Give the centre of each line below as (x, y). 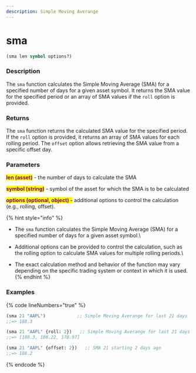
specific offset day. (29, 150)
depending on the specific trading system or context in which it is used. (101, 271)
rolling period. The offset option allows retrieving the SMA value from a (93, 143)
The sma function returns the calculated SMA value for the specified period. (97, 131)
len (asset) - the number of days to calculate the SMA (71, 177)
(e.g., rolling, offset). (31, 207)
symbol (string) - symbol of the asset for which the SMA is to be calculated (98, 189)
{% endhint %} (33, 277)
